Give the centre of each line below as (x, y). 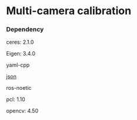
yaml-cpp (18, 65)
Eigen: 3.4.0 (21, 54)
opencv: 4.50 (22, 111)
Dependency (25, 30)
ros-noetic (19, 88)
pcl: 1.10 (16, 99)
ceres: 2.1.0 (20, 42)
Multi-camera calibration (69, 11)
